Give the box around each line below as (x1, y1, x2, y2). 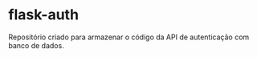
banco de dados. (8, 40, 64, 50)
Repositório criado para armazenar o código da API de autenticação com (8, 32, 250, 42)
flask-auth (8, 6, 79, 24)
